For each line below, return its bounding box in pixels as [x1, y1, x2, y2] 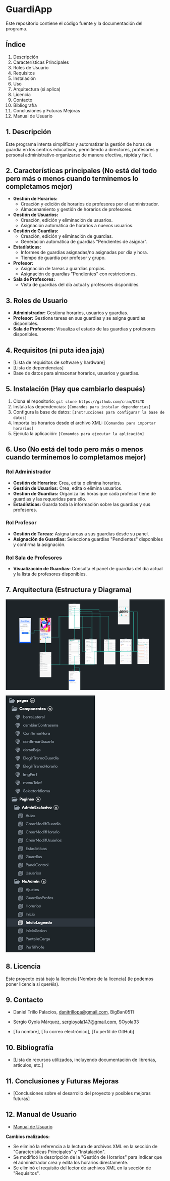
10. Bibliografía [6, 1043, 54, 1052]
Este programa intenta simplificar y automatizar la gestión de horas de [6, 141, 152, 147]
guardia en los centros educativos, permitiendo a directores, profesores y [6, 146, 158, 152]
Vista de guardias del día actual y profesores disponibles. [20, 282, 140, 288]
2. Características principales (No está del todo [6, 166, 157, 175]
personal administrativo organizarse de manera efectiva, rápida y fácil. [6, 152, 152, 158]
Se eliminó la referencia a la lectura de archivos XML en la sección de [13, 1143, 158, 1149]
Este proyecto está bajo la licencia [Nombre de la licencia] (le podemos [6, 976, 154, 982]
